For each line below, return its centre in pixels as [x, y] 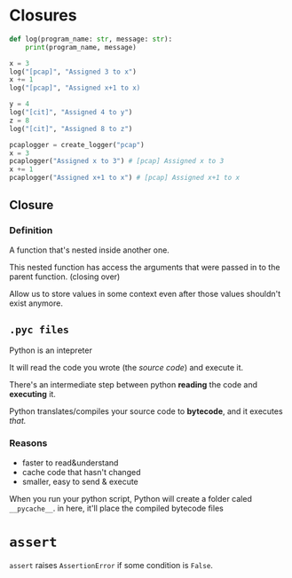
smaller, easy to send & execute [80, 481]
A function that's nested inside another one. [90, 250]
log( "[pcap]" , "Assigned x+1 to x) [75, 88]
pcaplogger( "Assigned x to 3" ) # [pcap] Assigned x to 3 [117, 161]
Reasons [28, 443]
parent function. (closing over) [65, 277]
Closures [43, 16]
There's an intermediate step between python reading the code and [134, 384]
